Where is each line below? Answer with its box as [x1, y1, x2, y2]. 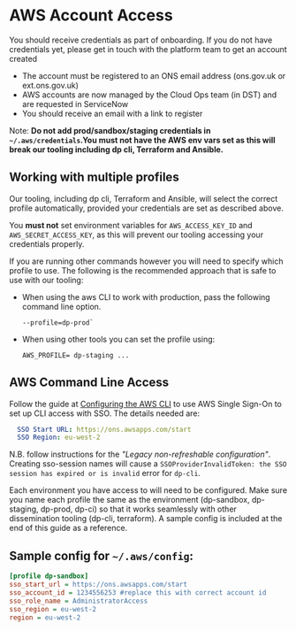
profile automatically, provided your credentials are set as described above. [9, 203, 285, 213]
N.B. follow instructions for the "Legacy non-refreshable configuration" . [9, 449, 271, 460]
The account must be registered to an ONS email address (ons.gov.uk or [21, 70, 286, 81]
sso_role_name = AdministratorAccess [9, 596, 148, 605]
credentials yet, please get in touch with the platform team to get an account [9, 43, 287, 54]
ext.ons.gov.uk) [21, 80, 80, 90]
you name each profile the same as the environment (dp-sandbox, [9, 495, 250, 505]
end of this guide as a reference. [9, 523, 128, 534]
